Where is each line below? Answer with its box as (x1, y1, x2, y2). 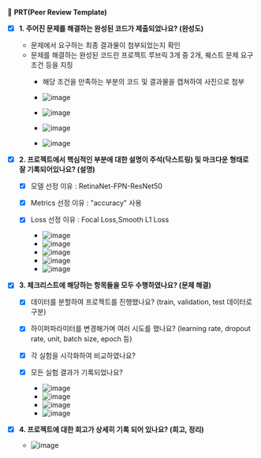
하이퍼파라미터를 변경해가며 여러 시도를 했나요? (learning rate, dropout (30, 324, 252, 333)
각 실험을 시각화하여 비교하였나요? (30, 351, 136, 360)
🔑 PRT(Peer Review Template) (7, 8, 107, 17)
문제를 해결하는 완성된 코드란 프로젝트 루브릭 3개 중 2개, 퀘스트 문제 (30, 50, 239, 60)
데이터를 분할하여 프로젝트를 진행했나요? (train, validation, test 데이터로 (30, 297, 253, 307)
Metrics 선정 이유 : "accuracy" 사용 (30, 198, 143, 208)
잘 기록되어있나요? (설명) (18, 165, 95, 174)
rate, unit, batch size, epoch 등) (30, 333, 132, 343)
